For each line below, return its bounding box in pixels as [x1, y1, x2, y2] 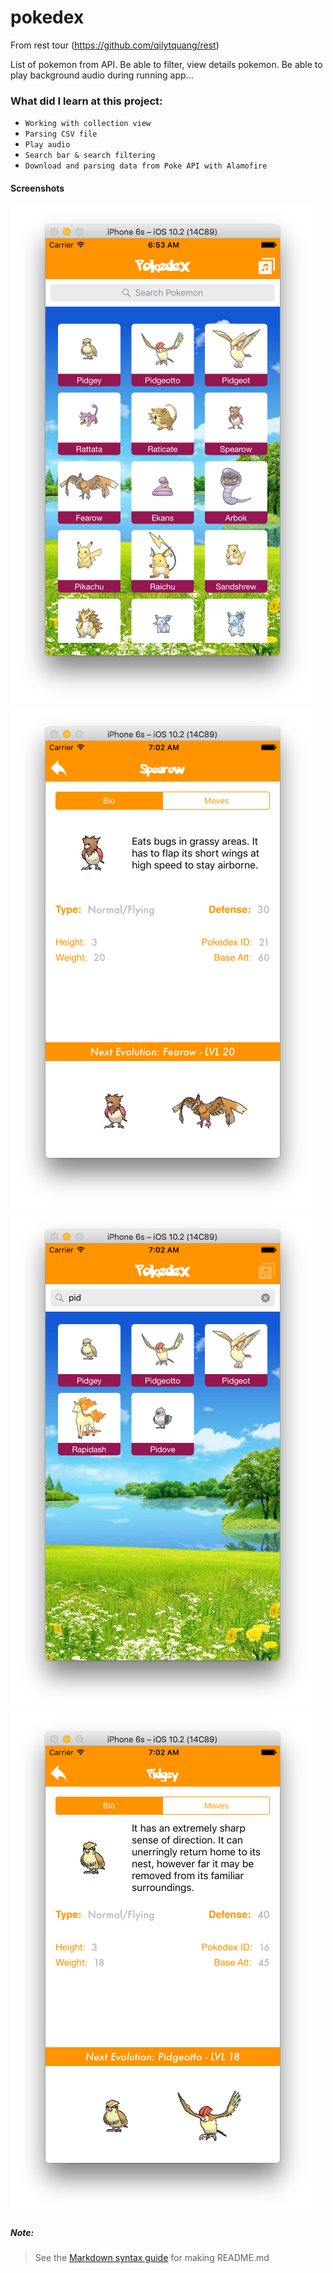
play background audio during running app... [10, 69, 194, 81]
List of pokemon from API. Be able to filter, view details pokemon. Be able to [10, 58, 323, 70]
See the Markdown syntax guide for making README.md [34, 2252, 270, 2264]
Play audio [24, 140, 71, 150]
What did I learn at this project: [10, 94, 163, 108]
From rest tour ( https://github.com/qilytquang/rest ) [10, 39, 220, 51]
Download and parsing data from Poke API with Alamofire [24, 161, 268, 171]
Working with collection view [24, 119, 152, 129]
